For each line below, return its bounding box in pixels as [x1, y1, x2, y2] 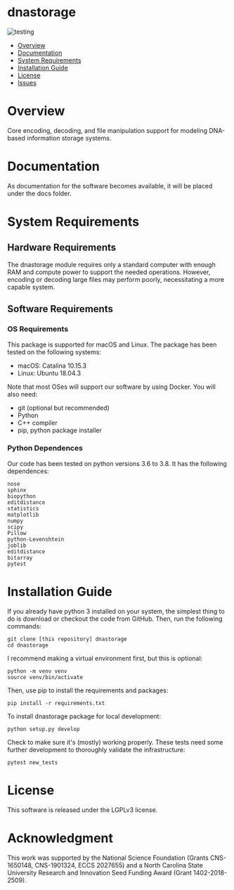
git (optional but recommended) [17, 404, 110, 412]
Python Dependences [7, 444, 83, 453]
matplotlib [7, 511, 39, 518]
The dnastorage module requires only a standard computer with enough [7, 260, 216, 269]
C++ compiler [17, 418, 58, 427]
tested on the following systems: [7, 347, 102, 356]
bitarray [7, 554, 33, 561]
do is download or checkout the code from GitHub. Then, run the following [7, 614, 223, 623]
